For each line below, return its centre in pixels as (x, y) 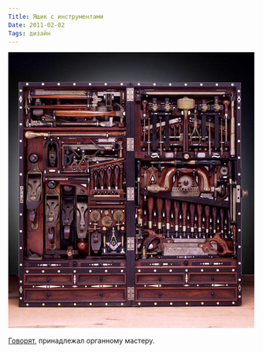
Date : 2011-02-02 (37, 25)
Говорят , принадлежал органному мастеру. (81, 341)
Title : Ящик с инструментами (56, 17)
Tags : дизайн (30, 33)
